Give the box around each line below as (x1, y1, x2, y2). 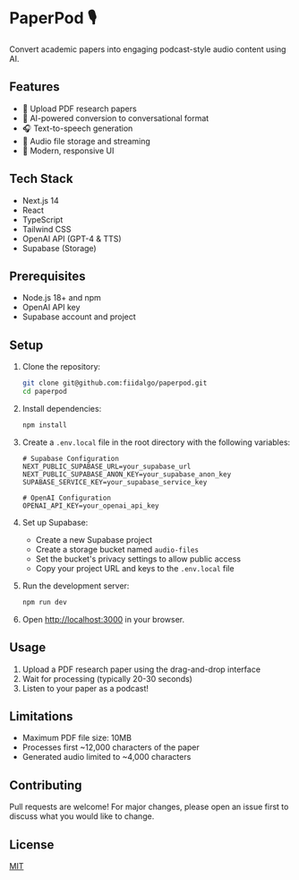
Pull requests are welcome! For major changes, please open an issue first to (9, 801, 289, 813)
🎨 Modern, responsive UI (21, 145, 115, 156)
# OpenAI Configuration (21, 493, 112, 502)
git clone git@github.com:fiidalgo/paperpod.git (21, 379, 208, 388)
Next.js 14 (21, 195, 60, 205)
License (9, 837, 55, 852)
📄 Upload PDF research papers (21, 103, 137, 114)
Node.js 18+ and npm (21, 292, 101, 303)
